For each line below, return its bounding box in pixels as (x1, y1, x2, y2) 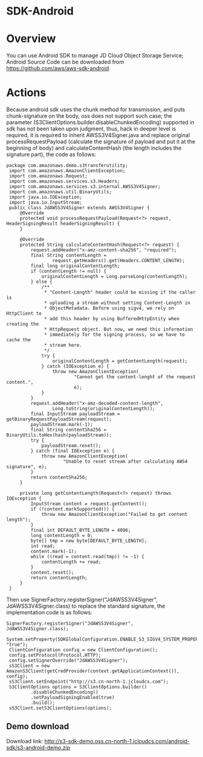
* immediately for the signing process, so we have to (44, 332, 185, 338)
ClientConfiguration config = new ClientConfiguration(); (8, 647, 158, 653)
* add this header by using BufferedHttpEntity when (44, 316, 180, 322)
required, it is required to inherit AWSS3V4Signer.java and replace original (6, 132, 190, 139)
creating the (6, 321, 39, 327)
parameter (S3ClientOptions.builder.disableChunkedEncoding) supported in (6, 119, 195, 126)
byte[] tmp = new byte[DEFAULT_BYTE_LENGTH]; (30, 538, 147, 544)
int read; (30, 543, 56, 549)
